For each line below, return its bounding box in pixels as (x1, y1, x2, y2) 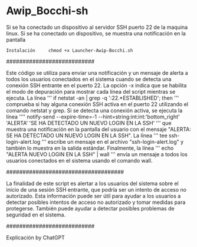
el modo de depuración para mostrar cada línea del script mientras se (6, 88, 176, 95)
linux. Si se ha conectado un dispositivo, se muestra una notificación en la (6, 29, 186, 37)
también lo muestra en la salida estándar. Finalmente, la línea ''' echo (6, 144, 174, 152)
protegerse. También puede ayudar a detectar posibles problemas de (6, 205, 175, 212)
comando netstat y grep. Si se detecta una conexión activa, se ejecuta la (6, 107, 183, 114)
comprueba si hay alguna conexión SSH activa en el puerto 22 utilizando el (6, 100, 189, 107)
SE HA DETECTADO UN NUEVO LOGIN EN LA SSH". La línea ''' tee (6, 131, 168, 139)
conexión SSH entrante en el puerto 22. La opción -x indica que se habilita (6, 81, 187, 89)
